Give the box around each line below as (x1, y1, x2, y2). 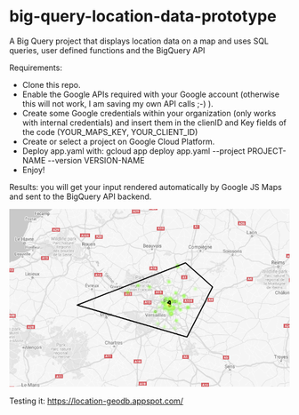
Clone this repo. (21, 79, 81, 90)
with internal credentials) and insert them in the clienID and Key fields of (21, 117, 287, 128)
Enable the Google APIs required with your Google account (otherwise (21, 89, 280, 100)
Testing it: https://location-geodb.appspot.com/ (9, 395, 184, 406)
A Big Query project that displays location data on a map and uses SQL (9, 36, 270, 46)
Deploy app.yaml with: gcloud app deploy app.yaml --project (21, 145, 246, 156)
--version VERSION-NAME (47, 155, 145, 165)
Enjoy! (21, 164, 45, 175)
